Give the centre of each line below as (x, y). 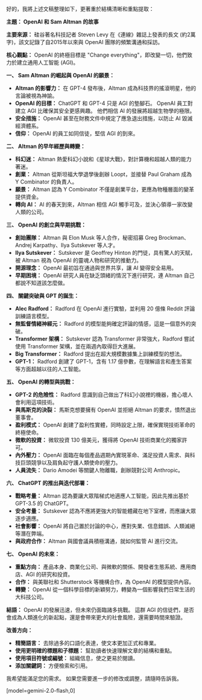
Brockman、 (174, 238)
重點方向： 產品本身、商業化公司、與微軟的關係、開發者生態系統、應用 (103, 567)
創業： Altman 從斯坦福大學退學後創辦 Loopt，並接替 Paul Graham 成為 (103, 174)
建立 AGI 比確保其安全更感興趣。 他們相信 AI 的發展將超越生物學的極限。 (105, 111)
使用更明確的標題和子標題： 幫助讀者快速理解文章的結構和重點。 (95, 650)
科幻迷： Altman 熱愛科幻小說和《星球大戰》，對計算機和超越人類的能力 (103, 159)
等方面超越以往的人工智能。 (49, 369)
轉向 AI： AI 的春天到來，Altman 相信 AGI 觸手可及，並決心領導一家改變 (104, 204)
